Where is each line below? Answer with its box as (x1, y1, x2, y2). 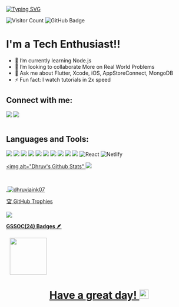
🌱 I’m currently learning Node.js (14, 56, 92, 64)
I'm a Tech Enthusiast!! (6, 38, 121, 51)
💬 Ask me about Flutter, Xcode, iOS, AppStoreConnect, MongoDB (14, 69, 174, 76)
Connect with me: (6, 95, 73, 105)
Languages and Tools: (6, 134, 89, 144)
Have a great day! (49, 289, 137, 302)
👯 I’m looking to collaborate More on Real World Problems (14, 63, 155, 70)
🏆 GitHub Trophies (6, 198, 53, 205)
